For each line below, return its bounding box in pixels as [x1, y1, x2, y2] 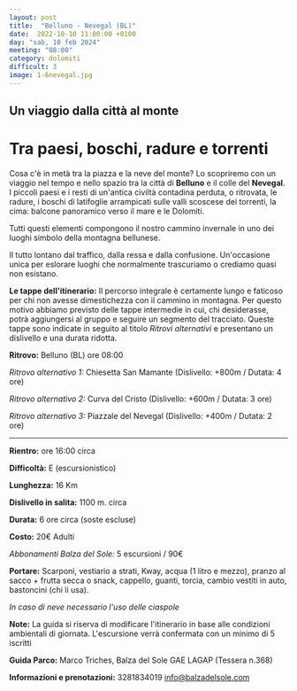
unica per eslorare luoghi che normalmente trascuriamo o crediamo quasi [9, 259, 277, 270]
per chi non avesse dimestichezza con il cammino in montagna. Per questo [9, 295, 283, 306]
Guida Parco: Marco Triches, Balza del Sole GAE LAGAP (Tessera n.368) [9, 655, 273, 665]
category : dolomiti [9, 54, 81, 63]
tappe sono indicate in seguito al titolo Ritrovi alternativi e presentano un [9, 323, 274, 334]
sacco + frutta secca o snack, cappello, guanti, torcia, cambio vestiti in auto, [9, 575, 287, 586]
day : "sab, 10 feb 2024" [9, 37, 101, 47]
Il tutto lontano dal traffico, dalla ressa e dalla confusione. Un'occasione [9, 250, 270, 260]
